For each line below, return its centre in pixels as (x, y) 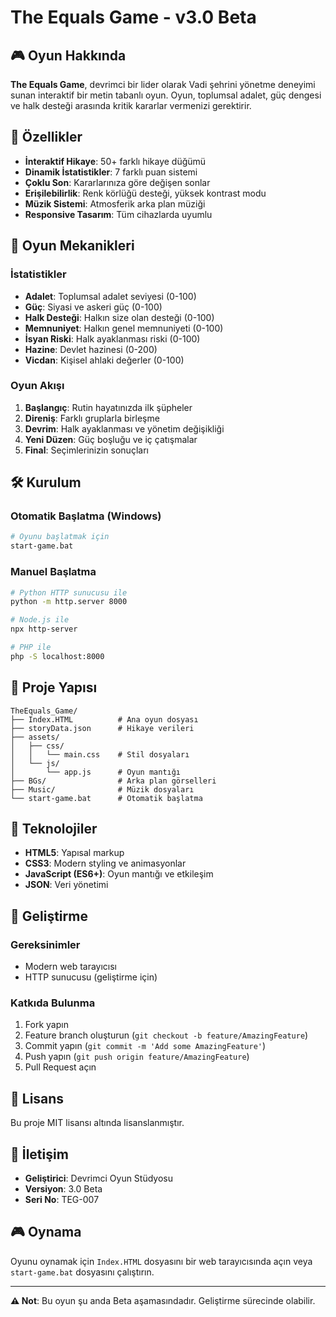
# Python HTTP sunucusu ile (69, 592)
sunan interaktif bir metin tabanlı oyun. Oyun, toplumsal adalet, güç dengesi (166, 95)
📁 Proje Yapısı (54, 687)
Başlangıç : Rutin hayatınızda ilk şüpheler (108, 407)
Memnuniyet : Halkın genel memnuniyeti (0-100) (124, 328)
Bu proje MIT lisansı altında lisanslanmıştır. (97, 1123)
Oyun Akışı (37, 386)
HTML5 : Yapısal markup (74, 853)
